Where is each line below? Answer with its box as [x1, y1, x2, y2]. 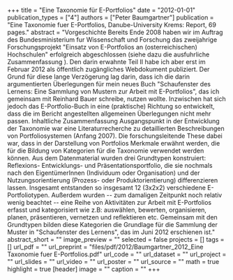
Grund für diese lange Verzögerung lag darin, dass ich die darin [7, 72, 190, 81]
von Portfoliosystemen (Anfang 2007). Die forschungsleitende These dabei [7, 132, 223, 140]
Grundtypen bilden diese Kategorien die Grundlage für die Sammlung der [7, 221, 218, 228]
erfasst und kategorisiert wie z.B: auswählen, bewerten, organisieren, [7, 205, 207, 214]
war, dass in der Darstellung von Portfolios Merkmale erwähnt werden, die [7, 139, 220, 147]
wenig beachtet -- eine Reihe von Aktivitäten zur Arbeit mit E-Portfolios [7, 199, 212, 206]
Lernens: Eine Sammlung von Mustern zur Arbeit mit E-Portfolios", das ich [7, 87, 220, 95]
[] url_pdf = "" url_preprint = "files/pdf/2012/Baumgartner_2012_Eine [7, 243, 204, 251]
